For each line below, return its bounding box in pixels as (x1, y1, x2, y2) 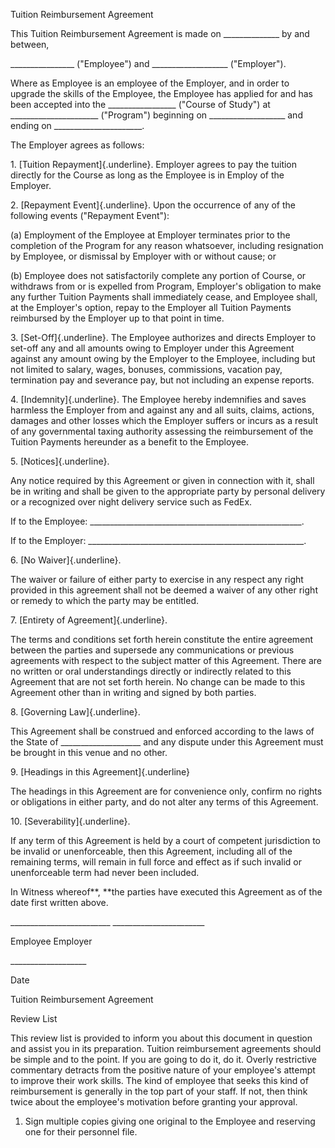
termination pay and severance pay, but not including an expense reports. (10, 374, 315, 386)
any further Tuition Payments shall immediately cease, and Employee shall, (10, 291, 318, 303)
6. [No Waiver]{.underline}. (10, 554, 122, 566)
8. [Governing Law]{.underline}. (10, 706, 141, 718)
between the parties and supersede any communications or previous (10, 644, 295, 656)
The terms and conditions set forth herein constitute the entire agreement (10, 634, 314, 645)
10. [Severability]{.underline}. (10, 815, 131, 827)
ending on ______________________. (10, 120, 145, 131)
